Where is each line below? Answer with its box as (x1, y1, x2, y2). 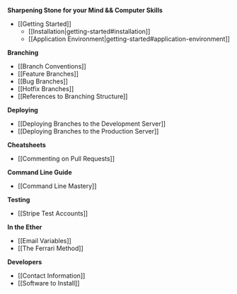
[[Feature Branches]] (17, 70, 79, 78)
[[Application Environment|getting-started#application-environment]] (28, 35, 230, 43)
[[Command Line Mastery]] (17, 182, 97, 190)
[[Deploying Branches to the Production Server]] (17, 127, 159, 135)
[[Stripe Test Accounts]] (17, 209, 88, 218)
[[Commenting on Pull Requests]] (17, 155, 115, 163)
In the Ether (7, 223, 42, 231)
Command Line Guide (7, 168, 72, 176)
